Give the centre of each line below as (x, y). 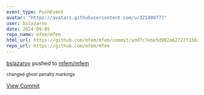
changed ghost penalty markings (41, 74)
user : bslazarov (27, 23)
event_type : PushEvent (35, 12)
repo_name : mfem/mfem (34, 35)
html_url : (19, 40)
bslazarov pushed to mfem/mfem (48, 63)
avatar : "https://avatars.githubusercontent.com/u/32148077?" (87, 18)
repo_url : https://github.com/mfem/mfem (58, 46)
